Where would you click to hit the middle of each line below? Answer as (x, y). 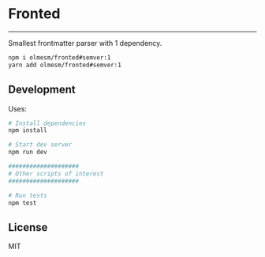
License (28, 227)
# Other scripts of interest (56, 174)
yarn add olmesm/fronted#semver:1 (65, 65)
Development (42, 90)
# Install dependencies (47, 123)
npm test (22, 202)
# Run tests (28, 195)
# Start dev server (40, 145)
